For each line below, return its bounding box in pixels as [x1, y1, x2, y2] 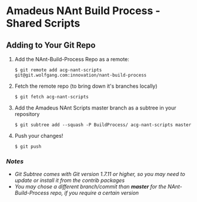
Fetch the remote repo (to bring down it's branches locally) [14, 82, 158, 90]
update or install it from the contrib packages [14, 177, 125, 184]
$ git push [14, 144, 42, 150]
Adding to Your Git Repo [6, 40, 96, 50]
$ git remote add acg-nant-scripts [14, 67, 102, 73]
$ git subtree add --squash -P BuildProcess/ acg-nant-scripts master [14, 122, 192, 128]
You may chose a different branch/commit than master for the [14, 183, 166, 190]
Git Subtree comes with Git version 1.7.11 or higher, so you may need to [14, 171, 185, 178]
